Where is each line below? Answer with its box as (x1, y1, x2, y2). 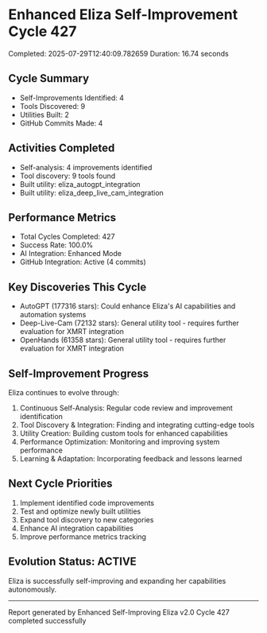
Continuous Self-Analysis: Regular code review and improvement (19, 403, 233, 413)
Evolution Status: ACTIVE (8, 555, 137, 569)
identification (19, 412, 64, 421)
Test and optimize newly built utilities (19, 507, 141, 516)
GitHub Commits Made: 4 (19, 118, 103, 128)
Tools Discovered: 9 (19, 101, 86, 111)
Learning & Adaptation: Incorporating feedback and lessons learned (19, 454, 242, 463)
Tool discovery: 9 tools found (19, 171, 116, 181)
